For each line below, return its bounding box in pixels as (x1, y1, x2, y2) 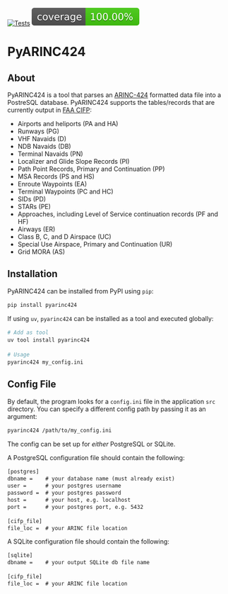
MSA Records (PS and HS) (17, 172, 95, 181)
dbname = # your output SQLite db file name (7, 559, 150, 566)
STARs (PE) (17, 203, 52, 211)
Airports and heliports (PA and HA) (17, 120, 119, 128)
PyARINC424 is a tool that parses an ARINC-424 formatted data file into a (7, 91, 222, 99)
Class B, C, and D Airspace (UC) (17, 232, 112, 241)
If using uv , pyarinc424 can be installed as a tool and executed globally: (7, 314, 214, 323)
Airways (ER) (17, 225, 56, 233)
